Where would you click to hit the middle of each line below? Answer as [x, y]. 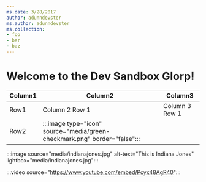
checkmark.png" [67, 139]
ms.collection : [26, 29]
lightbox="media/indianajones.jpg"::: [52, 160]
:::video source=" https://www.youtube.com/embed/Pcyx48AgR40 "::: [93, 172]
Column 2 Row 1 [67, 109]
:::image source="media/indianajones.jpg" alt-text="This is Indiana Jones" [100, 154]
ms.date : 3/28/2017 [31, 12]
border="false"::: [116, 139]
